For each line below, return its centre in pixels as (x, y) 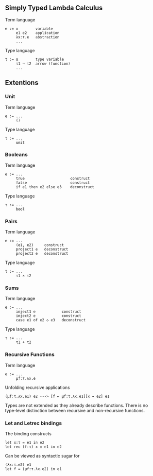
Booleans (17, 155)
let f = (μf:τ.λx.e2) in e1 (34, 469)
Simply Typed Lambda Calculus (54, 8)
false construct (53, 183)
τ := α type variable (34, 59)
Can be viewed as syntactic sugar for (42, 456)
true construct (53, 178)
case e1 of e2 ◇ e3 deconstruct (51, 320)
